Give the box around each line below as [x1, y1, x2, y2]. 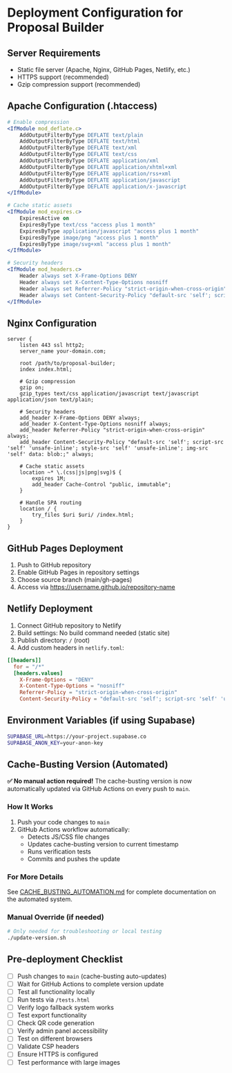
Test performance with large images [17, 1058, 121, 1066]
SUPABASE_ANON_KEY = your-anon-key [7, 739, 104, 746]
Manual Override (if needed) [7, 912, 105, 922]
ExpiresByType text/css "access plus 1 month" [19, 221, 156, 228]
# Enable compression [7, 118, 70, 125]
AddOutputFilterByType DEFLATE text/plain [19, 132, 144, 139]
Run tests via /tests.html [17, 995, 90, 1004]
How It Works [7, 802, 54, 812]
